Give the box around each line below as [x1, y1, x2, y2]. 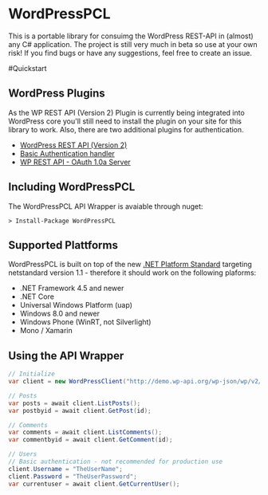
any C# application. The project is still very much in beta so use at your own [8, 39, 258, 49]
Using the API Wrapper [8, 348, 124, 363]
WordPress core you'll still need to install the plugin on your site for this [8, 116, 242, 126]
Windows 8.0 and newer [19, 308, 100, 319]
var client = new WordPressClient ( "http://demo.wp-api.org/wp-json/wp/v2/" [8, 378, 266, 386]
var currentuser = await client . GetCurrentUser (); [8, 480, 180, 488]
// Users [8, 450, 37, 458]
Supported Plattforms [8, 238, 118, 252]
